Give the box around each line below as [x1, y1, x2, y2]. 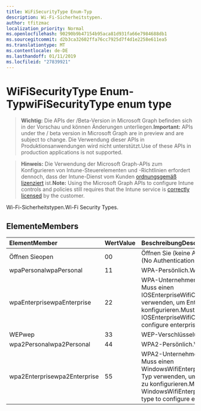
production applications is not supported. [20, 149, 123, 156]
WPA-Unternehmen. [141, 276, 199, 284]
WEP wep [9, 330, 35, 339]
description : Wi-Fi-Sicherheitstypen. [6, 14, 103, 20]
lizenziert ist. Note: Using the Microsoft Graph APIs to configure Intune [20, 179, 194, 187]
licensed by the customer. [20, 192, 85, 199]
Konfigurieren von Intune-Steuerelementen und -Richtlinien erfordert [20, 167, 190, 174]
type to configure [141, 395, 190, 403]
